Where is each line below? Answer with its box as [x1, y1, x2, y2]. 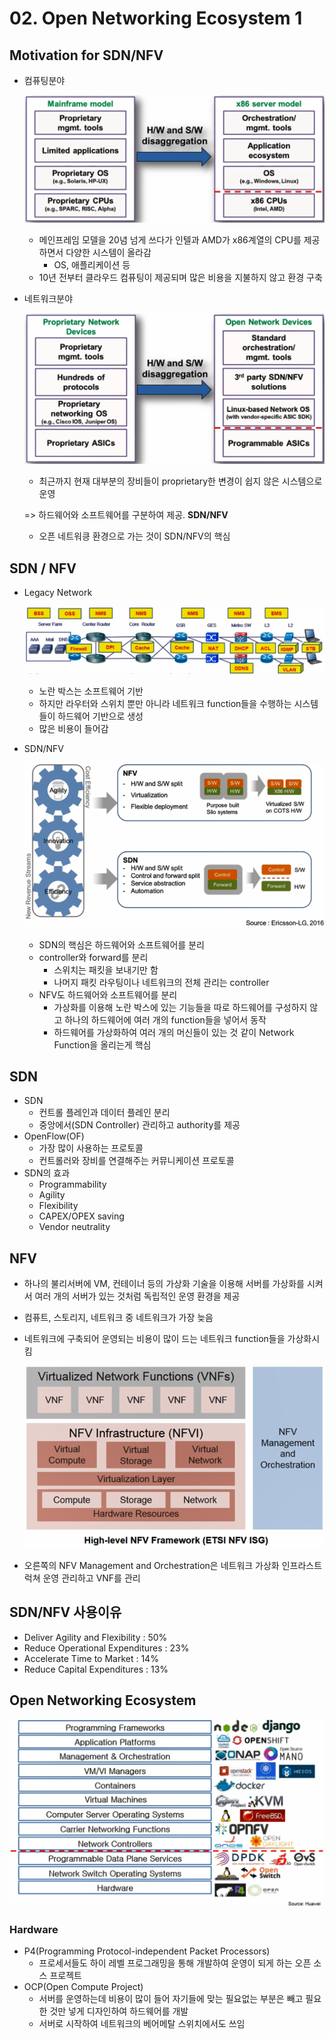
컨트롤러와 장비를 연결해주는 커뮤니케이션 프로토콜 [38, 1155, 235, 1167]
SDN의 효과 [23, 1167, 71, 1179]
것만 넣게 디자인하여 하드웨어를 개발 [49, 2005, 189, 2017]
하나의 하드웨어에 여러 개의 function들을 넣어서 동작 [64, 1013, 267, 1026]
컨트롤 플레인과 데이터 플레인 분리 [38, 1107, 171, 1119]
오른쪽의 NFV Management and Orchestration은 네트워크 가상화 [23, 1559, 280, 1571]
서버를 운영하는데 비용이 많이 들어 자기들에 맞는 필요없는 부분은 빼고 [38, 1992, 304, 2004]
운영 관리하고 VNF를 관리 [42, 1572, 141, 1584]
